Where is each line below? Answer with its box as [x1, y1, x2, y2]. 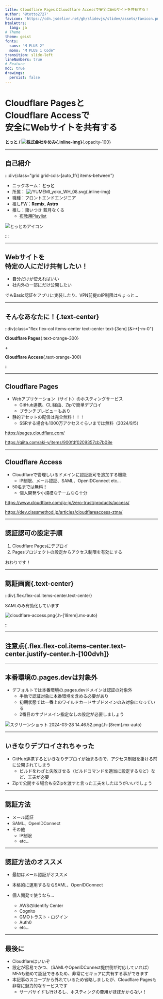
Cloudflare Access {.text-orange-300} [5, 354, 81, 360]
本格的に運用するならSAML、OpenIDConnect [12, 882, 103, 888]
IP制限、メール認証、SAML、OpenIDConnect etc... [19, 478, 121, 483]
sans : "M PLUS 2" [9, 43, 45, 48]
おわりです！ [5, 559, 31, 565]
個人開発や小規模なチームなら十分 [19, 490, 88, 496]
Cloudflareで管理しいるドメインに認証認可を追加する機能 [12, 471, 127, 478]
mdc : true [5, 66, 25, 71]
